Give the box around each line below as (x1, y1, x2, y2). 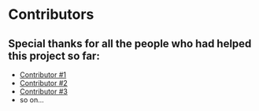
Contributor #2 (19, 79, 68, 87)
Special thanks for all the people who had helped (8, 37, 252, 50)
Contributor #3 (19, 87, 68, 96)
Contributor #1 (19, 70, 67, 80)
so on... (19, 95, 45, 104)
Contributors (8, 6, 94, 24)
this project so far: (8, 49, 100, 62)
